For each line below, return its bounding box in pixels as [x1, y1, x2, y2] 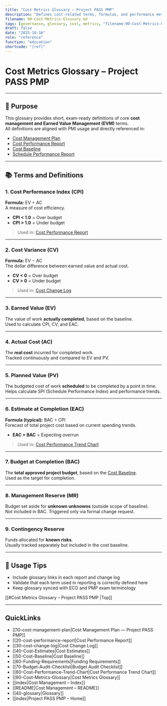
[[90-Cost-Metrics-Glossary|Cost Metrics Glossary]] [12, 674, 121, 681]
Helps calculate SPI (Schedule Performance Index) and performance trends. [5, 389, 161, 394]
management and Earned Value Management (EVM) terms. [5, 120, 129, 127]
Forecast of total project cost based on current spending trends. [5, 422, 137, 428]
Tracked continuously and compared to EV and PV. [5, 355, 109, 361]
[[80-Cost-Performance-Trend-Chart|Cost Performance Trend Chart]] [12, 669, 156, 675]
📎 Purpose [5, 102, 38, 110]
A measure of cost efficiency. [5, 205, 66, 211]
